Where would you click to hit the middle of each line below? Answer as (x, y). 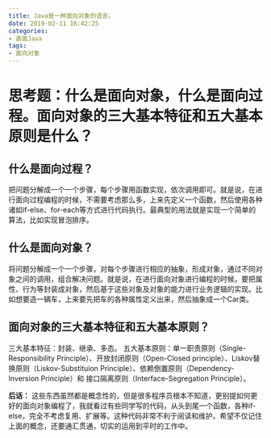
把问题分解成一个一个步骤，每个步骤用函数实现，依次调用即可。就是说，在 (132, 190)
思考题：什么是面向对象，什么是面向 (129, 96)
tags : (17, 46)
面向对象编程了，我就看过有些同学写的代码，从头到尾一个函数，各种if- (139, 406)
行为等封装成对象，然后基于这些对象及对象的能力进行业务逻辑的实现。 (139, 288)
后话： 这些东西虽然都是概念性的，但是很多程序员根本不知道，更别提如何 (129, 395)
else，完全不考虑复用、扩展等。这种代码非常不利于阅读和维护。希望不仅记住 (135, 415)
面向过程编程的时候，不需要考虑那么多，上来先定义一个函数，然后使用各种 (139, 200)
